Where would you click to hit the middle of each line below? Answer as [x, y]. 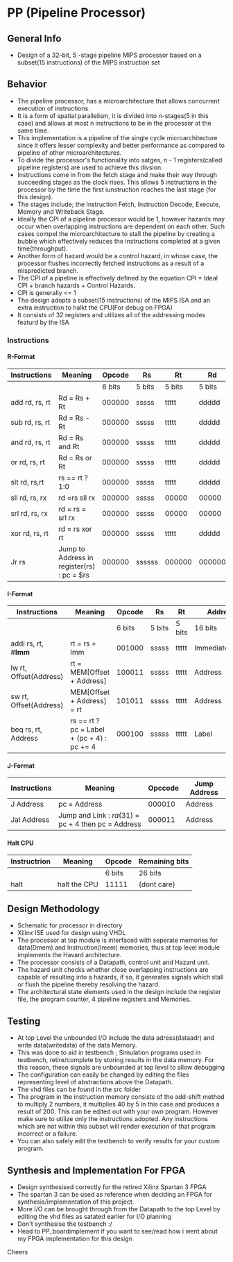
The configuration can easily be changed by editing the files [103, 1075]
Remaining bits [164, 861]
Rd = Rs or [75, 457]
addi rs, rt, [27, 643]
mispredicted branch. [48, 270]
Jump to [72, 548]
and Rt [69, 446]
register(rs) [77, 566]
